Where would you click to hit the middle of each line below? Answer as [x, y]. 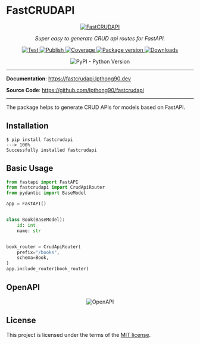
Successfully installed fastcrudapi [51, 150]
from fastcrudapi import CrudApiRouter [56, 187]
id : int [26, 225]
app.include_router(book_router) [48, 269]
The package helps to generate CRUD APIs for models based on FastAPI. [96, 107]
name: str [29, 231]
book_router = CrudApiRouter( [44, 247]
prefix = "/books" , [38, 252]
